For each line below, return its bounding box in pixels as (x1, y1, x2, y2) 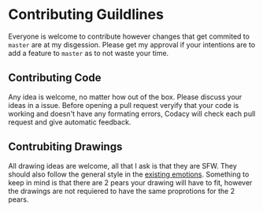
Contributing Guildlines (8, 6, 164, 24)
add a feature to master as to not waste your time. (8, 48, 169, 58)
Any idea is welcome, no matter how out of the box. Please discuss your (8, 92, 243, 102)
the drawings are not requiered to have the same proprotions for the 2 (8, 186, 235, 195)
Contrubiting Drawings (8, 140, 123, 154)
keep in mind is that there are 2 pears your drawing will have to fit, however (8, 177, 253, 187)
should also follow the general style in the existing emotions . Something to (8, 169, 250, 179)
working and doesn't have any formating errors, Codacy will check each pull (8, 109, 256, 118)
